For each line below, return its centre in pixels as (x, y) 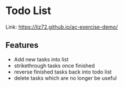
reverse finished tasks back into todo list (63, 72)
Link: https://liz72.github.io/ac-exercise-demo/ (62, 27)
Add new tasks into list (41, 59)
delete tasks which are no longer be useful (65, 78)
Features (22, 45)
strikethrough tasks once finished (54, 65)
